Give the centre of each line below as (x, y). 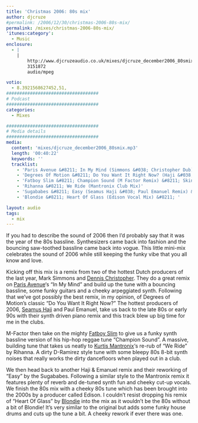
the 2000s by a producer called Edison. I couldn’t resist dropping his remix (97, 395)
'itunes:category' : (30, 34)
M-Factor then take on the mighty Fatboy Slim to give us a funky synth (92, 333)
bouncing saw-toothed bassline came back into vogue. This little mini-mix (96, 248)
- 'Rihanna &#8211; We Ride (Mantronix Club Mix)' (80, 186)
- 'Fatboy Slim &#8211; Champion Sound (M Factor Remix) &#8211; (99, 181)
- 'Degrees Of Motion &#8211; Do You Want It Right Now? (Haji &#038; (105, 175)
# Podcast (18, 99)
